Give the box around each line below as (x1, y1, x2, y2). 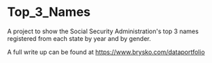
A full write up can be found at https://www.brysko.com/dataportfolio (7, 48, 205, 56)
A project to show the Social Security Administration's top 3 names (7, 27, 199, 35)
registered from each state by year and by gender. (7, 34, 152, 42)
